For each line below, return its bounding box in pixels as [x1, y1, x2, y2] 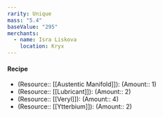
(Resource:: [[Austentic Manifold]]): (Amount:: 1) [17, 80, 157, 88]
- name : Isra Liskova [13, 36, 77, 43]
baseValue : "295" [7, 23, 58, 30]
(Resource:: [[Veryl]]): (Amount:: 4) [17, 95, 119, 104]
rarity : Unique [7, 10, 52, 18]
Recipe [7, 64, 28, 73]
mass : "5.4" [7, 17, 42, 24]
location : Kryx [20, 43, 65, 50]
